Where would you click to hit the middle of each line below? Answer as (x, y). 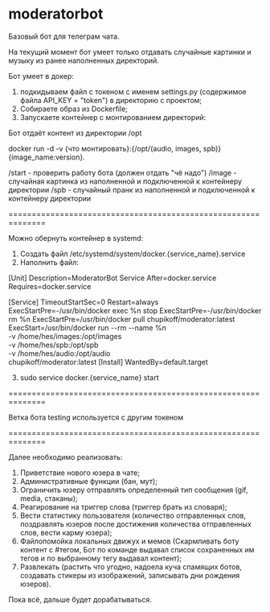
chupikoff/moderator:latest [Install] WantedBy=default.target (108, 362)
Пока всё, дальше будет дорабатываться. (80, 599)
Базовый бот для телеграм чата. (64, 36)
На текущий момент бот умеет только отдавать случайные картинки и (130, 52)
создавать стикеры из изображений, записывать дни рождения (130, 575)
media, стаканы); (49, 498)
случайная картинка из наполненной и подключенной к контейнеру (125, 181)
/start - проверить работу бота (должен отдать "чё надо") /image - (123, 172)
